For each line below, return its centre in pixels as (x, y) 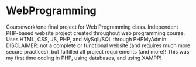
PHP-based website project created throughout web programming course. (96, 33)
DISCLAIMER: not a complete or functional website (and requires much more (98, 45)
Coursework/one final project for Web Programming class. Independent (92, 27)
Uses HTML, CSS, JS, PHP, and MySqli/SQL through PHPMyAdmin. (87, 39)
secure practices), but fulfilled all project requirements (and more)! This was (98, 51)
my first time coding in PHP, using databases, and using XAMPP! (84, 58)
